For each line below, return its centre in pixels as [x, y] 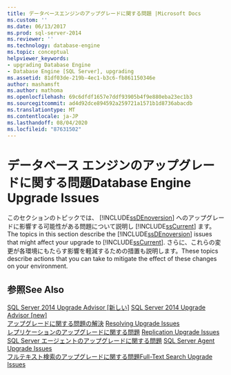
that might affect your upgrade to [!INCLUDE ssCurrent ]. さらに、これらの [111, 242]
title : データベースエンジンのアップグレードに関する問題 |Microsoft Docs [104, 13]
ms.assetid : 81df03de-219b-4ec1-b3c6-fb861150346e [81, 78]
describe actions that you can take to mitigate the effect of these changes [112, 259]
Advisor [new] [27, 316]
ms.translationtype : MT [41, 110]
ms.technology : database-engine [53, 46]
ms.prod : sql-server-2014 [44, 33]
